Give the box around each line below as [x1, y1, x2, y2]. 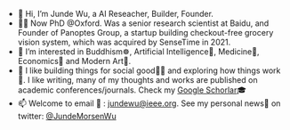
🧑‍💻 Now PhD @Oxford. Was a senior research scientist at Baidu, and [17, 18, 270, 28]
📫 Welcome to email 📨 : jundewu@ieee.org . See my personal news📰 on [17, 98, 281, 109]
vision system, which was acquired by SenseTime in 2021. [17, 37, 231, 47]
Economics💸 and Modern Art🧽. [17, 56, 132, 66]
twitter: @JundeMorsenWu [17, 111, 117, 121]
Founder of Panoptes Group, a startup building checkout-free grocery [17, 28, 274, 37]
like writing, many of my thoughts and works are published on [31, 75, 258, 85]
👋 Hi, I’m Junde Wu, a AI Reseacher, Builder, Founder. [17, 9, 213, 19]
